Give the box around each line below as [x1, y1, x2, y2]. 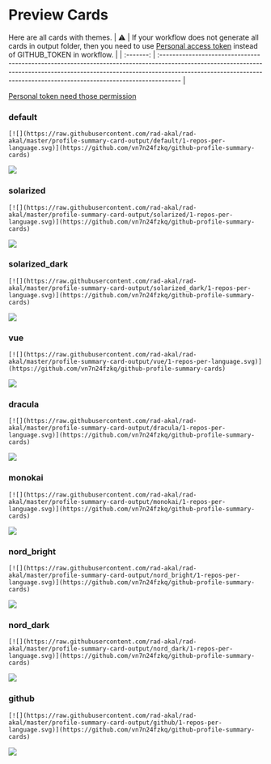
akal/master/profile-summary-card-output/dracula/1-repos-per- [8, 424, 227, 433]
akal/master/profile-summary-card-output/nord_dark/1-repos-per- [8, 645, 233, 653]
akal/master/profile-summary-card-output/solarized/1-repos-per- [8, 211, 233, 219]
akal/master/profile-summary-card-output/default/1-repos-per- [8, 137, 227, 145]
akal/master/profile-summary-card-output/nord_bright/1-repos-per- [8, 571, 241, 580]
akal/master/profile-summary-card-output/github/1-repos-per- [8, 719, 222, 727]
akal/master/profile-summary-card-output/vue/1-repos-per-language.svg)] [8, 358, 263, 366]
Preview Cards [8, 6, 109, 24]
